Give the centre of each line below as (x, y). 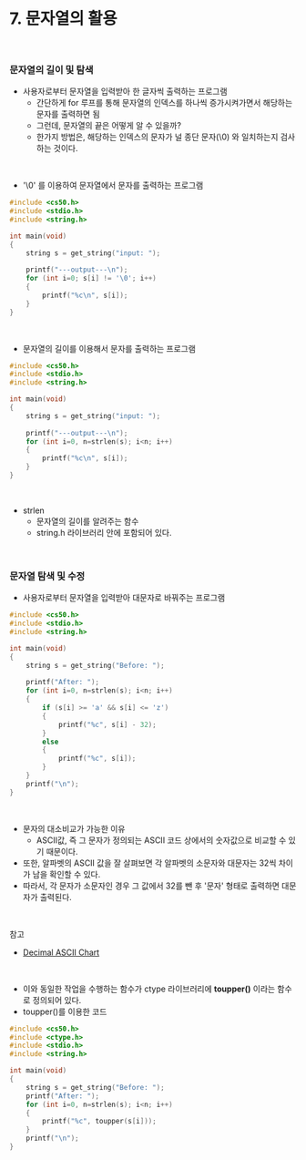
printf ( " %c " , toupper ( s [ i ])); (99, 1122)
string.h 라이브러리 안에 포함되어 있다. (104, 532)
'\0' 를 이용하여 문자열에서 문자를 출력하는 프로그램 (113, 185)
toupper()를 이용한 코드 (65, 1011)
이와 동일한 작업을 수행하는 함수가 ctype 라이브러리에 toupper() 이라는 (149, 989)
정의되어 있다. (57, 1000)
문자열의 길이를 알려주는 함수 (87, 521)
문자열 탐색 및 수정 (47, 576)
